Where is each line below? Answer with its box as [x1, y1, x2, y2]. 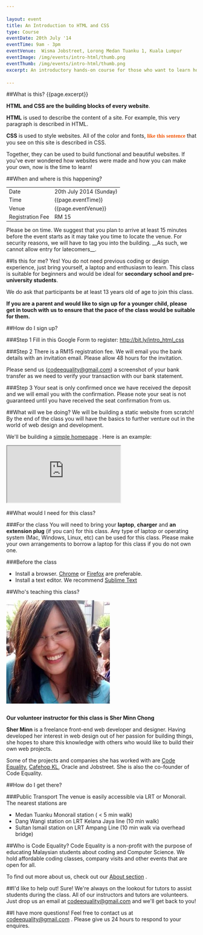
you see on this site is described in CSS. [6, 139, 107, 146]
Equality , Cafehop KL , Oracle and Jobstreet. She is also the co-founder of [6, 764, 190, 771]
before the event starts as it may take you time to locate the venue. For [6, 233, 182, 240]
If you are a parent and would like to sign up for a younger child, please [6, 300, 187, 307]
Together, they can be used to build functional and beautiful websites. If [6, 151, 185, 158]
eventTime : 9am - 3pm [6, 42, 61, 48]
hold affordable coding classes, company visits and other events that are [6, 855, 187, 863]
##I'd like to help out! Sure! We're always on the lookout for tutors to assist [6, 885, 192, 892]
